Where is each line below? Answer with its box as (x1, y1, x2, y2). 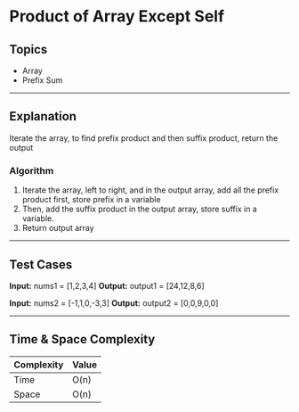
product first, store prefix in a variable (21, 194, 162, 205)
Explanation (9, 109, 77, 124)
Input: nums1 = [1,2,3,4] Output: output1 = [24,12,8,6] (9, 280, 205, 291)
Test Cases (9, 257, 73, 272)
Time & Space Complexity (9, 332, 156, 347)
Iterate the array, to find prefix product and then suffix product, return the (9, 132, 279, 144)
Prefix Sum (21, 75, 63, 86)
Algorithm (9, 164, 54, 177)
